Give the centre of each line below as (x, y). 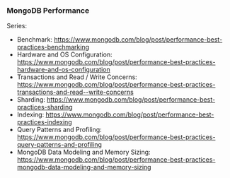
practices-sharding (45, 107)
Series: (17, 26)
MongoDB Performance (48, 11)
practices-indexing (44, 122)
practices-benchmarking (53, 47)
